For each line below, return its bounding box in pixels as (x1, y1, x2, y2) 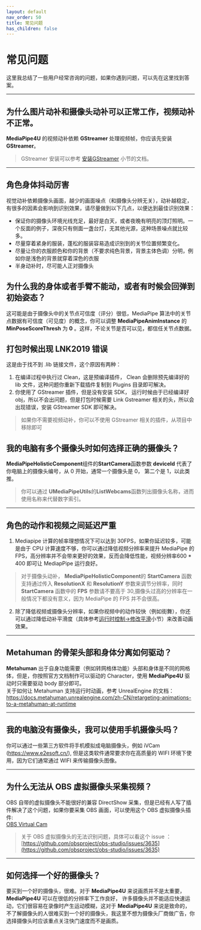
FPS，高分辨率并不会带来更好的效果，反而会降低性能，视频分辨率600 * (14, 552, 192, 559)
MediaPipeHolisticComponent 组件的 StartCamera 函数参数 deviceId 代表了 (6, 460, 193, 468)
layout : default (6, 8, 47, 15)
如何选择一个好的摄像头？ (6, 870, 100, 880)
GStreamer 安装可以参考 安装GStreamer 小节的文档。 (20, 155, 153, 162)
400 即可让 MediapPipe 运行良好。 (14, 560, 101, 567)
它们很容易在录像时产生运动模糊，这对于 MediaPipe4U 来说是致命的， (16, 902, 190, 910)
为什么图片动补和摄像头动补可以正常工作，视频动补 (6, 106, 195, 117)
